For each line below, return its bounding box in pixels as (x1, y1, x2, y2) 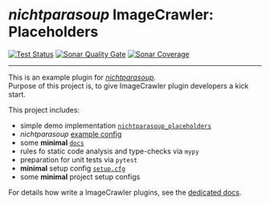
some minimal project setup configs (19, 171, 141, 182)
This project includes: (8, 105, 80, 114)
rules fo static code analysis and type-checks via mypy (19, 146, 199, 156)
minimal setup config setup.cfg (19, 163, 126, 173)
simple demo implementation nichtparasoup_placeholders (19, 121, 211, 130)
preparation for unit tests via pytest (19, 154, 138, 164)
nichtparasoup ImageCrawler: (8, 6, 215, 24)
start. (8, 89, 27, 99)
